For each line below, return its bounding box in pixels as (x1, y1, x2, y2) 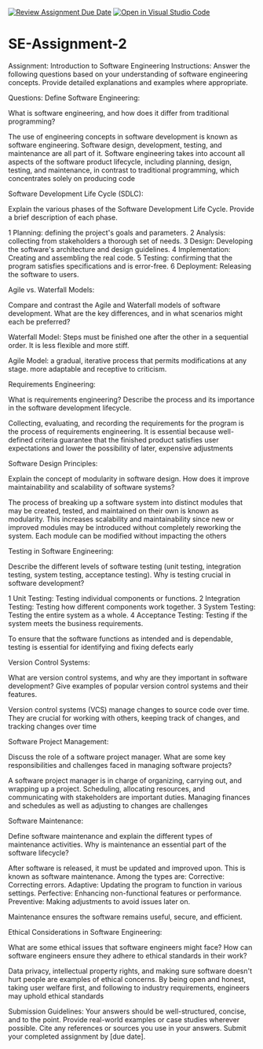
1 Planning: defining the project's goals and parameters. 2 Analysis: (8, 228, 226, 237)
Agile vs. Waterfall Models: (8, 284, 95, 295)
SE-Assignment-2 (8, 35, 127, 53)
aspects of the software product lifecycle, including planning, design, (8, 157, 232, 166)
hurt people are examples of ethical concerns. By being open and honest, (8, 974, 246, 984)
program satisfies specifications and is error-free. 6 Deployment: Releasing (8, 261, 251, 271)
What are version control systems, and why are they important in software (8, 673, 248, 682)
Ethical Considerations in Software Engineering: (8, 927, 163, 936)
